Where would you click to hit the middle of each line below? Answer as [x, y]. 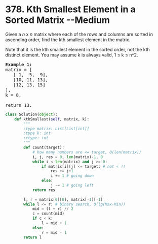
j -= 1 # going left [72, 186]
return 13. [19, 105]
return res [44, 190]
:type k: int [37, 133]
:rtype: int [36, 138]
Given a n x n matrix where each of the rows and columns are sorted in [79, 34]
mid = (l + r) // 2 [53, 209]
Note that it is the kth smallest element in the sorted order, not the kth [78, 49]
